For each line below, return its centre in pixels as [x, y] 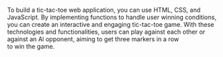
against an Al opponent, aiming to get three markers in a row [93, 39]
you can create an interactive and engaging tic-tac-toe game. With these [111, 24]
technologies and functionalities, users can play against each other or [106, 32]
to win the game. [31, 46]
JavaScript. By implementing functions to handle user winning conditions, [112, 17]
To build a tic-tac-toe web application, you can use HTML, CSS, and [104, 10]
